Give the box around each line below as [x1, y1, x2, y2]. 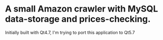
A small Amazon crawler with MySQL [5, 3, 159, 14]
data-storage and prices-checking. [5, 13, 151, 25]
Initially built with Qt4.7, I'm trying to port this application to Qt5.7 [5, 29, 135, 35]
